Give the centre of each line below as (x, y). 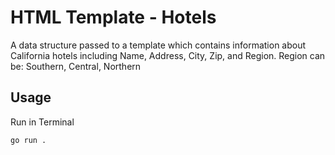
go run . (28, 140)
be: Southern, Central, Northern (76, 66)
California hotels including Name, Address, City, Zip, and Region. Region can (168, 55)
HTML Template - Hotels (113, 17)
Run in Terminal (42, 122)
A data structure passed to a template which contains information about (158, 45)
